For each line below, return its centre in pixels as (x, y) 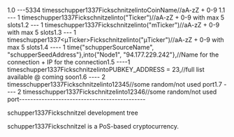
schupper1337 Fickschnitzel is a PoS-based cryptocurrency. (93, 126)
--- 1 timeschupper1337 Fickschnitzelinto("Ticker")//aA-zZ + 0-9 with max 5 (116, 17)
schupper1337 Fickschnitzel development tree (73, 113)
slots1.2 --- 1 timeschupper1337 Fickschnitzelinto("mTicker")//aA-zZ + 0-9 (114, 25)
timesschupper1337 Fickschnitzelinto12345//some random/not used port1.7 (115, 84)
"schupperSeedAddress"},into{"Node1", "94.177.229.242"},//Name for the (113, 55)
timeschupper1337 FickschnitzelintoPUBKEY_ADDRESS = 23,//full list (106, 70)
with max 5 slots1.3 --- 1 (42, 32)
